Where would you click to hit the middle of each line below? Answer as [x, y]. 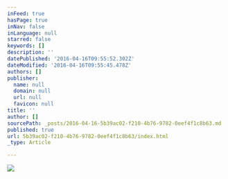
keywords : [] [26, 46]
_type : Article [29, 143]
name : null [29, 85]
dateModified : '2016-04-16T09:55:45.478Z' [69, 65]
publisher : [23, 78]
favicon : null [34, 104]
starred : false [29, 40]
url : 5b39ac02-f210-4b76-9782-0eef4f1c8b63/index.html [88, 136]
